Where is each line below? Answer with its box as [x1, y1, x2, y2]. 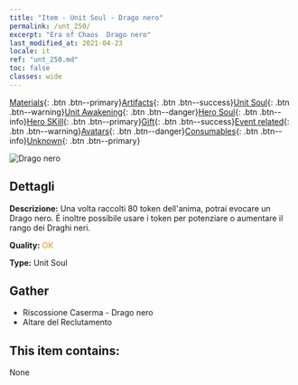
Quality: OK [9, 239, 54, 250]
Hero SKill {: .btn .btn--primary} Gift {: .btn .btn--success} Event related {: [26, 116, 290, 127]
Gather [9, 283, 50, 298]
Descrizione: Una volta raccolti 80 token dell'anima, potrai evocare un [9, 202, 271, 213]
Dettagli [9, 179, 55, 194]
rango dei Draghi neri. [9, 222, 91, 233]
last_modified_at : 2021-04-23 [9, 38, 124, 48]
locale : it [9, 47, 51, 56]
